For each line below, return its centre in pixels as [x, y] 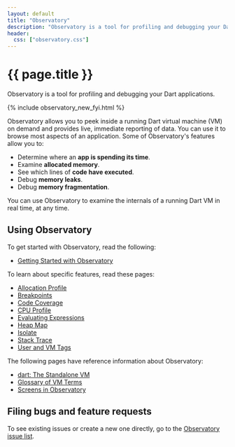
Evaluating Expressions [51, 317]
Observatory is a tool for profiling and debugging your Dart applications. [111, 94]
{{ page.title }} [50, 75]
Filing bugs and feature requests [80, 412]
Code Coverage [40, 302]
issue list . [21, 436]
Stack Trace [35, 340]
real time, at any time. [38, 208]
